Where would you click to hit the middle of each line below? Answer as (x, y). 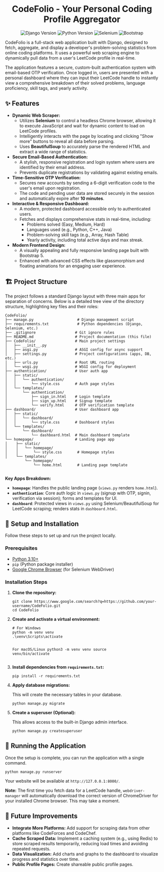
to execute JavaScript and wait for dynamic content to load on (82, 126)
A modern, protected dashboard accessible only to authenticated (85, 209)
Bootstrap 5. (32, 255)
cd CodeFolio (25, 610)
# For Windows (26, 628)
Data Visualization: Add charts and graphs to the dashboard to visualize (85, 854)
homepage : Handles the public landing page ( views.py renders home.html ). (85, 488)
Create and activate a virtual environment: (56, 619)
